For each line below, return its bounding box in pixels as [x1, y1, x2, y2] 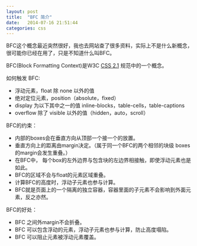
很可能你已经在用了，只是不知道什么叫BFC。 [6, 50, 115, 57]
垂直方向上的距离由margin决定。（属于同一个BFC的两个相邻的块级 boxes [14, 142, 190, 149]
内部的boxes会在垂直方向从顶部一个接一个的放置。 [14, 134, 139, 142]
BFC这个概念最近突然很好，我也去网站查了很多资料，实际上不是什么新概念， [6, 42, 193, 49]
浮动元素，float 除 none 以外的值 [14, 87, 95, 95]
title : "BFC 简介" [6, 14, 53, 20]
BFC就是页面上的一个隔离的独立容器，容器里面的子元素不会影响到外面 [14, 186, 186, 193]
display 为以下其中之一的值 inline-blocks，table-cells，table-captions [14, 102, 185, 109]
